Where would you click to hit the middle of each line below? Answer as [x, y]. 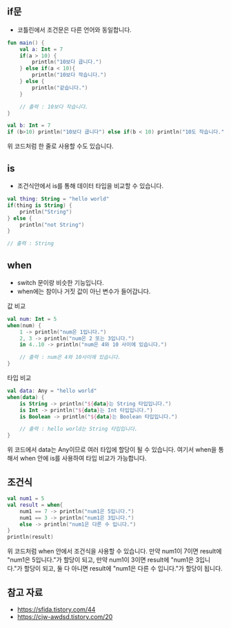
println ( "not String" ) [52, 225]
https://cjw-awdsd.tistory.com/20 [65, 616]
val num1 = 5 [26, 499]
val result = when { [35, 505]
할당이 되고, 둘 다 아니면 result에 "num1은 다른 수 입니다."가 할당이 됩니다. [123, 569]
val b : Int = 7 [29, 126]
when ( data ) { [26, 397]
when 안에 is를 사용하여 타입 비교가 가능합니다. [83, 459]
